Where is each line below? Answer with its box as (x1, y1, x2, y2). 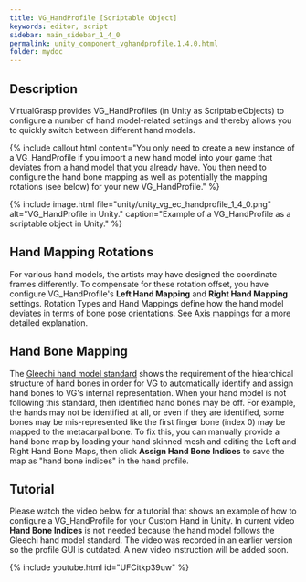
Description (9, 81, 78, 97)
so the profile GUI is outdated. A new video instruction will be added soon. (9, 545, 290, 556)
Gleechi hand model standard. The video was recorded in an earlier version (9, 535, 293, 546)
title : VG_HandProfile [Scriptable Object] (9, 13, 178, 23)
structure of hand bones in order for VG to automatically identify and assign (9, 378, 294, 389)
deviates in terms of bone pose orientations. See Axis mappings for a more (9, 307, 291, 318)
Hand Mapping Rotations (9, 244, 153, 260)
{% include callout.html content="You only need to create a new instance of (9, 142, 295, 153)
